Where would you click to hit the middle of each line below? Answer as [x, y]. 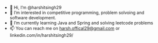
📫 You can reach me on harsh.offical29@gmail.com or [65, 28]
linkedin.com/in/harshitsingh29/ [42, 35]
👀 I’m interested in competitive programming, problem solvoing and [77, 13]
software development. [33, 18]
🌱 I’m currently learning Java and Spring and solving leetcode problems [81, 23]
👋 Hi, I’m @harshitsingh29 [35, 7]
